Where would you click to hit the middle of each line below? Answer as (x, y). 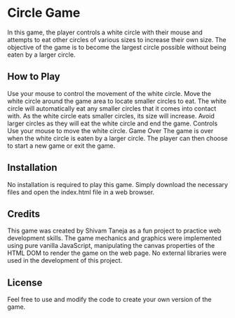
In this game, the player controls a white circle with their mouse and (105, 32)
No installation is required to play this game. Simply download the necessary (117, 184)
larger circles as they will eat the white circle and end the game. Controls (113, 123)
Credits (24, 214)
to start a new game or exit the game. (61, 146)
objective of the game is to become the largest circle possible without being (117, 47)
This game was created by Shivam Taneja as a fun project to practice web (114, 231)
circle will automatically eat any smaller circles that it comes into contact (112, 108)
